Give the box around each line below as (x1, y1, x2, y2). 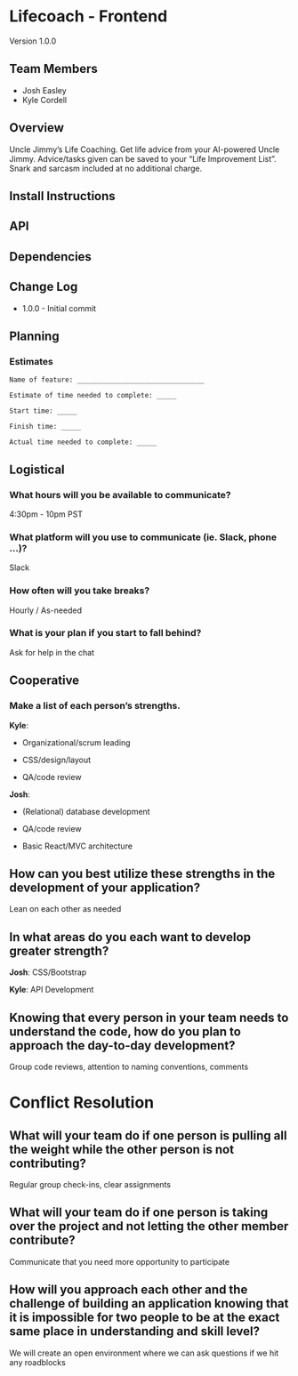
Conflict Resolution (9, 1092, 155, 1113)
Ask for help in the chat (9, 647, 95, 657)
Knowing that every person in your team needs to (9, 1010, 289, 1025)
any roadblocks (9, 1356, 67, 1367)
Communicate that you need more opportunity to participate (9, 1256, 230, 1267)
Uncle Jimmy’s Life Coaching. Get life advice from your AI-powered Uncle (9, 144, 280, 155)
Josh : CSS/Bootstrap (9, 967, 87, 978)
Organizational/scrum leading (21, 736, 131, 748)
